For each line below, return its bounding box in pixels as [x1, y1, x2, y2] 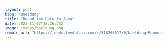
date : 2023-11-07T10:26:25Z [5, 21, 64, 26]
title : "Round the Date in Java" [5, 16, 75, 21]
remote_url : [5, 30, 30, 35]
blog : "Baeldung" [5, 12, 41, 17]
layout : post [5, 7, 32, 12]
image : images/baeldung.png [5, 26, 64, 31]
